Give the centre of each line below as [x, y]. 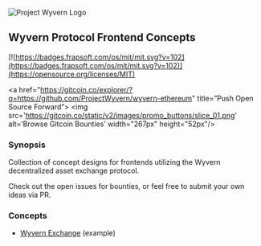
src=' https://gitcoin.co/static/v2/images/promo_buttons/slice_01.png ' [123, 115]
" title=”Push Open [223, 98]
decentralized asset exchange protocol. [74, 171]
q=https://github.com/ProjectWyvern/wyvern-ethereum [100, 98]
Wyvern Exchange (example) [68, 233]
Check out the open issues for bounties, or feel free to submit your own [126, 187]
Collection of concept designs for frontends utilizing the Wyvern [114, 162]
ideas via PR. [30, 195]
